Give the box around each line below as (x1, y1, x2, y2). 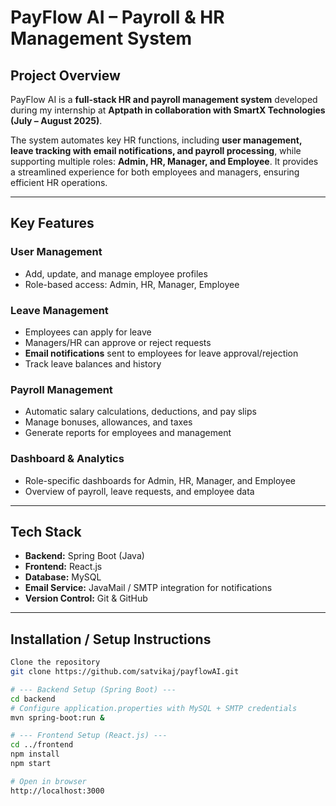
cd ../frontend (10, 740, 74, 750)
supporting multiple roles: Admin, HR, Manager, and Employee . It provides (10, 156, 319, 167)
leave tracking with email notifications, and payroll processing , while (10, 145, 302, 156)
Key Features (10, 215, 95, 232)
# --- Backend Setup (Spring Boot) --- (10, 684, 177, 695)
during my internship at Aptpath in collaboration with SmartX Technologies (10, 104, 326, 116)
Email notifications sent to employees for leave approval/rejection (24, 347, 299, 359)
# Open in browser (10, 776, 87, 786)
